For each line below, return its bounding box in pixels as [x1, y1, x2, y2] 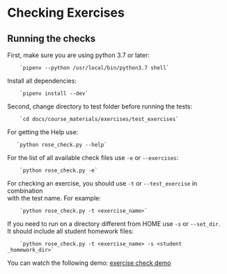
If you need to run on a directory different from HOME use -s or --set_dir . [7, 220, 221, 227]
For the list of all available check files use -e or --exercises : [7, 154, 179, 161]
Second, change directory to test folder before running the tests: [7, 102, 193, 111]
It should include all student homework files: [7, 227, 134, 235]
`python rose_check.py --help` [16, 141, 108, 148]
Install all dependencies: [7, 76, 77, 85]
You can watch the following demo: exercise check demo [7, 259, 171, 267]
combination [7, 186, 43, 195]
